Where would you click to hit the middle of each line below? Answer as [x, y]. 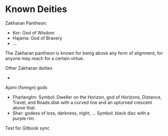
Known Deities [36, 9]
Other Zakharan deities [29, 68]
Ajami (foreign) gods [26, 87]
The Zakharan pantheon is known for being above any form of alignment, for [84, 53]
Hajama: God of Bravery [37, 38]
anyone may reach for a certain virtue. [45, 58]
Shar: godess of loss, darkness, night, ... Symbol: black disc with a [81, 113]
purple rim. [24, 118]
